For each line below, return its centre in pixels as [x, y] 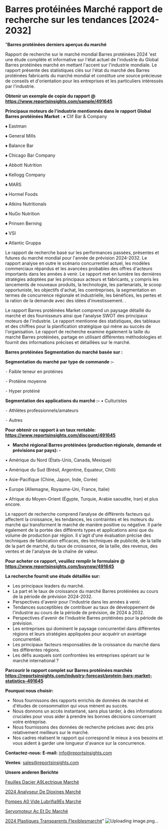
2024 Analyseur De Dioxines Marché [43, 791]
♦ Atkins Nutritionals [26, 204]
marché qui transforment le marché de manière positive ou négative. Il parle [83, 524]
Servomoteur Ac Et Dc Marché [37, 811]
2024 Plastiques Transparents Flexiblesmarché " [55, 821]
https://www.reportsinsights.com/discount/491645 [60, 435]
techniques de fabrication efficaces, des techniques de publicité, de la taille [83, 540]
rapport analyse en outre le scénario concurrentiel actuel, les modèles [78, 263]
